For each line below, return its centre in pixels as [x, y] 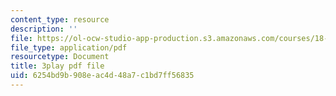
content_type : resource [60, 19]
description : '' [44, 29]
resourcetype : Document [60, 57]
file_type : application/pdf [69, 47]
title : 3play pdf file [57, 66]
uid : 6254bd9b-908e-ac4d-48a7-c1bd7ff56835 [102, 76]
